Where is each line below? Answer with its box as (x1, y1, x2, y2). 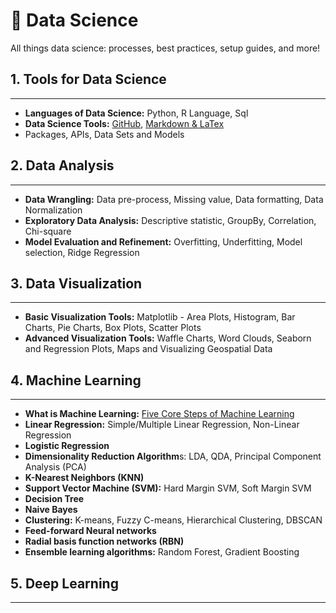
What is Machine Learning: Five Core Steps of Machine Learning (24, 408, 295, 420)
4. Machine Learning (10, 372, 142, 389)
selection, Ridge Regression (24, 246, 140, 258)
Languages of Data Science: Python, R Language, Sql (24, 107, 249, 119)
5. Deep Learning (10, 575, 119, 592)
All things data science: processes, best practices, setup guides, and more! (10, 42, 321, 54)
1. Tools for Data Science (10, 71, 167, 88)
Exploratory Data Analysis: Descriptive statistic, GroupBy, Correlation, (24, 214, 317, 226)
